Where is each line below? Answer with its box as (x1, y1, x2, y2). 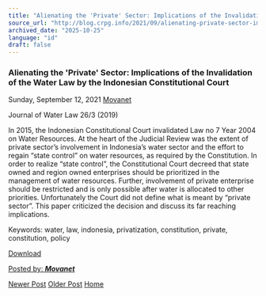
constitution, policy (8, 233, 70, 243)
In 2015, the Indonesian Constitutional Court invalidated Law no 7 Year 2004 (8, 126, 256, 135)
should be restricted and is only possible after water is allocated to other (8, 184, 245, 194)
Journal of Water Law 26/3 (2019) (8, 110, 119, 120)
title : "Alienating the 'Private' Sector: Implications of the (8, 11, 222, 20)
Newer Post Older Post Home (8, 279, 104, 289)
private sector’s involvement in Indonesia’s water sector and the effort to (8, 142, 244, 152)
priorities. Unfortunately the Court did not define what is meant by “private (8, 193, 251, 203)
